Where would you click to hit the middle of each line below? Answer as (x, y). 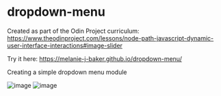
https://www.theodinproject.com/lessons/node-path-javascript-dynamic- (110, 38)
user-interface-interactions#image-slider (65, 45)
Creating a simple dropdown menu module (67, 72)
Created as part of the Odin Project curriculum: (73, 31)
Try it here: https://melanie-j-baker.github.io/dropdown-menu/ (95, 58)
